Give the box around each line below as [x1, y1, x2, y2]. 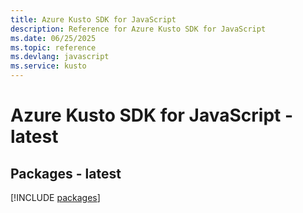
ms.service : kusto [10, 61, 87, 71]
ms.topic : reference [10, 42, 97, 53]
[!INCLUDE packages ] [10, 192, 101, 203]
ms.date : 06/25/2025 [10, 33, 97, 43]
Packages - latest [10, 165, 122, 182]
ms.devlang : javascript [10, 52, 110, 62]
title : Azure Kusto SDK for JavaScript [10, 14, 177, 25]
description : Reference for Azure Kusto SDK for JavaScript [10, 24, 267, 34]
